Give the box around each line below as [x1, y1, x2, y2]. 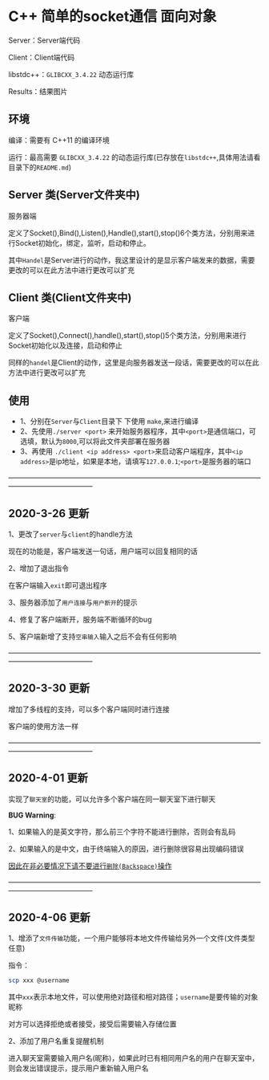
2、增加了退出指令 [8, 564, 70, 573]
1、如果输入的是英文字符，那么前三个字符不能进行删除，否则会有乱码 [8, 826, 236, 836]
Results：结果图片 [8, 86, 68, 96]
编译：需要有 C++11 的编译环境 [8, 135, 110, 145]
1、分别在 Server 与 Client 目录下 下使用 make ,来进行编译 [19, 417, 199, 426]
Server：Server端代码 [8, 35, 81, 45]
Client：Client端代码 [8, 52, 75, 62]
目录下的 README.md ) [8, 162, 72, 172]
